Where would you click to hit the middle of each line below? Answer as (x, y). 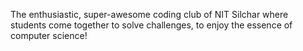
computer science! (49, 35)
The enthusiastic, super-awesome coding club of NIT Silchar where (149, 14)
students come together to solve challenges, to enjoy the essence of (151, 25)
